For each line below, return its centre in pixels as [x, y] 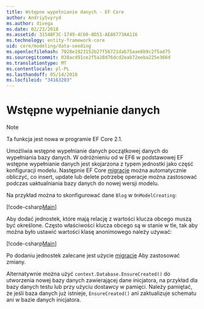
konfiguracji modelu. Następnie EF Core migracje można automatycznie [97, 170]
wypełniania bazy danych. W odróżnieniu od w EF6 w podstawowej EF [95, 158]
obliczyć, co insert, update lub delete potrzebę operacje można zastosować [102, 177]
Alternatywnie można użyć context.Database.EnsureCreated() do [89, 274]
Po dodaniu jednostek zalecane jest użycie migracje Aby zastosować [93, 256]
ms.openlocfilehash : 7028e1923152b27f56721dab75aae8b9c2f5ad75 [89, 52]
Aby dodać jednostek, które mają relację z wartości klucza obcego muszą [99, 219]
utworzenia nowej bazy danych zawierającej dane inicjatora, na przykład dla [102, 280]
